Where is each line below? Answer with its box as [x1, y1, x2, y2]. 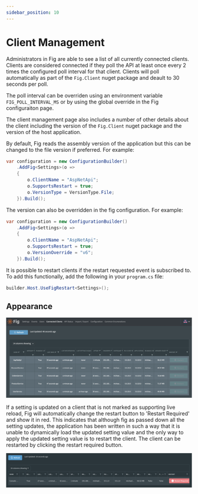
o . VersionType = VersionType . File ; [27, 189, 115, 195]
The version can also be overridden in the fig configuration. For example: [6, 206, 183, 213]
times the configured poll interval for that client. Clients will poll [6, 68, 159, 75]
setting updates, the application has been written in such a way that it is [6, 422, 180, 430]
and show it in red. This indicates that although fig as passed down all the [6, 416, 184, 423]
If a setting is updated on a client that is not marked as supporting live [6, 404, 176, 411]
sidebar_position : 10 [6, 9, 60, 15]
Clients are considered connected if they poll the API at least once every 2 [6, 61, 187, 69]
